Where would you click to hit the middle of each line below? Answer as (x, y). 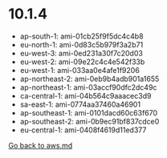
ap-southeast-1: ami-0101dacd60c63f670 (89, 112)
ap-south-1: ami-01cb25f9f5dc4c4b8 (81, 36)
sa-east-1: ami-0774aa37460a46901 (80, 104)
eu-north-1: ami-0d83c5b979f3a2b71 (81, 44)
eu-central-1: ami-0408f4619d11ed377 (83, 130)
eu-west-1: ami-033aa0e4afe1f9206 (80, 70)
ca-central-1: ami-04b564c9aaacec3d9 (86, 95)
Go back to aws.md (41, 145)
